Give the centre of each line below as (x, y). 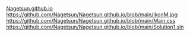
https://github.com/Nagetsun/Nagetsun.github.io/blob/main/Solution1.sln (95, 27)
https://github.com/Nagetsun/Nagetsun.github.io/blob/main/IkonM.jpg (92, 15)
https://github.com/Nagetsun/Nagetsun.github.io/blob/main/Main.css (91, 21)
